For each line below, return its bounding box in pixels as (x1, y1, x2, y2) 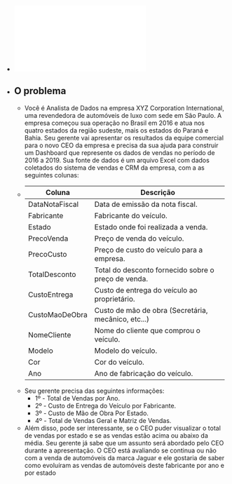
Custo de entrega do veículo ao (94, 285, 198, 295)
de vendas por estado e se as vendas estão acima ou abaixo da (24, 431, 208, 440)
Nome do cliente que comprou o (94, 325, 201, 335)
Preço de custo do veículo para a (94, 245, 203, 255)
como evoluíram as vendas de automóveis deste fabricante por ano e (24, 461, 224, 469)
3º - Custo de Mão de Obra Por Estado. (34, 409, 149, 417)
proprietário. (94, 294, 135, 304)
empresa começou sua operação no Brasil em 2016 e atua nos (24, 119, 205, 127)
